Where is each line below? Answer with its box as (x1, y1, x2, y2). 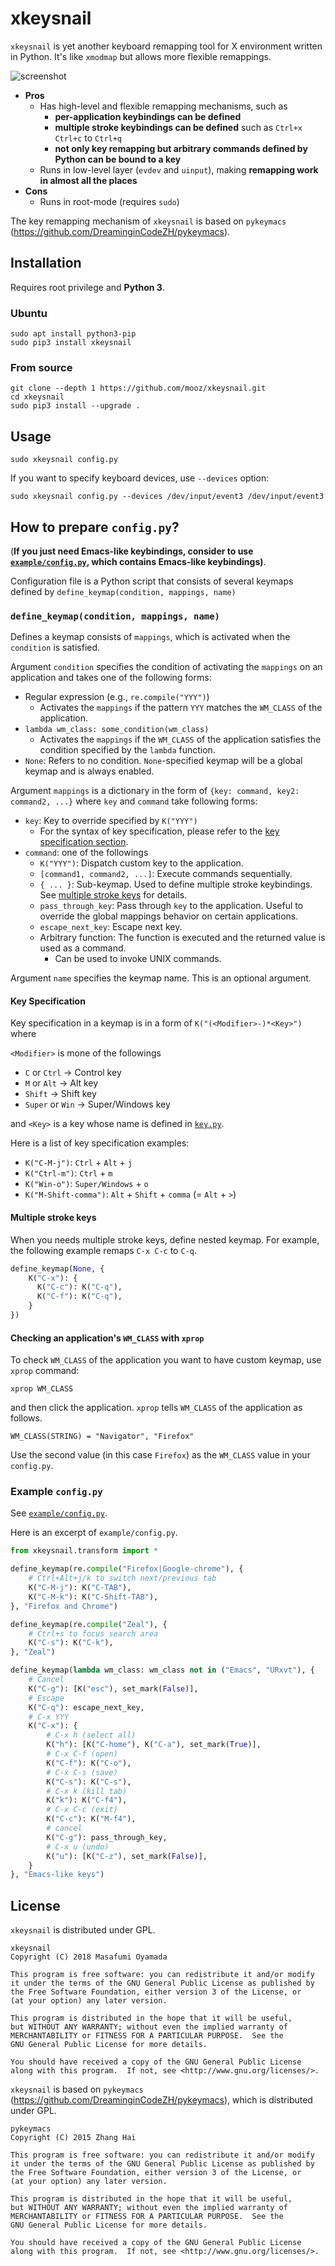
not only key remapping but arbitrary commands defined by (54, 142, 308, 154)
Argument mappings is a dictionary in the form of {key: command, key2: (10, 785, 300, 797)
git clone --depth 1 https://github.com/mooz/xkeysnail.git (10, 383, 267, 394)
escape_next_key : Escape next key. (39, 921, 183, 933)
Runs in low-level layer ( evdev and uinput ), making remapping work (39, 163, 319, 176)
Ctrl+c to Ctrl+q (54, 132, 123, 144)
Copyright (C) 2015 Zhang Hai (10, 2133, 137, 2143)
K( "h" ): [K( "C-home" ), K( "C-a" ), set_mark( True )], (46, 1740, 262, 1750)
